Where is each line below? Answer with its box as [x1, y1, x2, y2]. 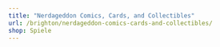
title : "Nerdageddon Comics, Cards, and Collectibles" [8, 11, 195, 20]
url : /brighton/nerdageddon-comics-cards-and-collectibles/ [8, 19, 214, 27]
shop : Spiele [8, 26, 52, 34]
